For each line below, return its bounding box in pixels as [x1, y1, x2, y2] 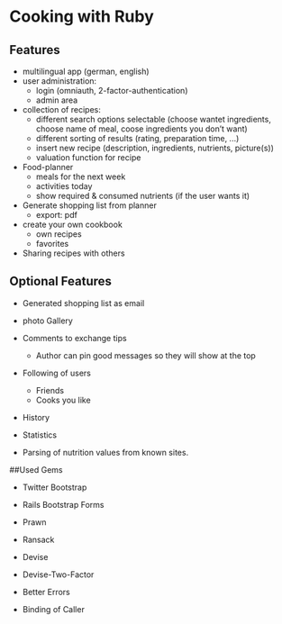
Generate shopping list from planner [22, 200, 158, 211]
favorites [35, 239, 69, 249]
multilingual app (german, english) [22, 66, 150, 77]
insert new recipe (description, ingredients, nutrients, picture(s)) [35, 142, 275, 153]
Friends [35, 384, 65, 395]
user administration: [22, 76, 97, 86]
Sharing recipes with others [22, 248, 125, 258]
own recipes [35, 229, 83, 240]
